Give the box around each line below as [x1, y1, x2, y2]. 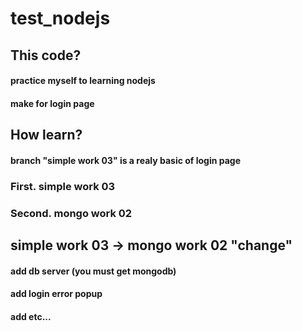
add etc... [10, 310, 52, 322]
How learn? [10, 127, 83, 144]
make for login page [10, 97, 95, 109]
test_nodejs [10, 7, 111, 30]
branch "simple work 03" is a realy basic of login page [10, 154, 242, 166]
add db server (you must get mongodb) [10, 265, 177, 277]
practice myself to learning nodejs [10, 75, 156, 87]
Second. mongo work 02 [10, 206, 133, 220]
